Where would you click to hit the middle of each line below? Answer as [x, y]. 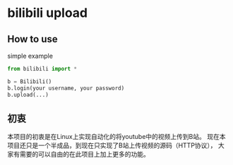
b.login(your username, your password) [66, 88]
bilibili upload [48, 13]
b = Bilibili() [30, 81]
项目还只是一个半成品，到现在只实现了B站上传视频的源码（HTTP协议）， [112, 145]
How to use [32, 39]
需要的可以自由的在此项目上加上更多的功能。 [84, 154]
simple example [30, 56]
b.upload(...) [28, 94]
